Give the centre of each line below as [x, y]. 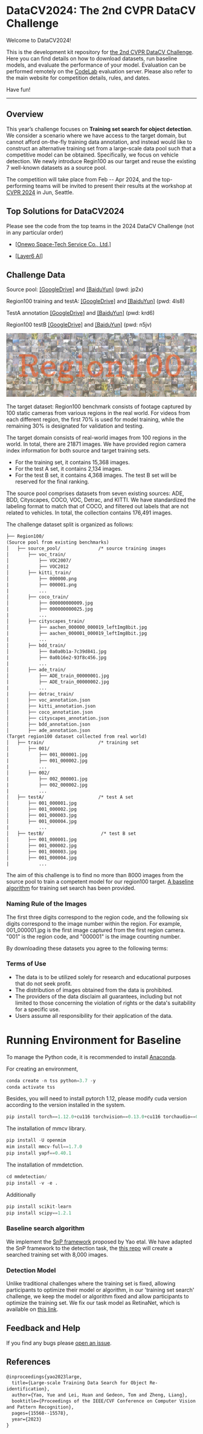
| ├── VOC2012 [37, 567]
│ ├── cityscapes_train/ [46, 621]
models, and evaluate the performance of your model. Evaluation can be [96, 65]
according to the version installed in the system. [66, 1105]
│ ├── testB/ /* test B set [71, 834]
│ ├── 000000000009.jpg [50, 603]
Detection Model [31, 1270]
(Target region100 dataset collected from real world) [77, 737]
